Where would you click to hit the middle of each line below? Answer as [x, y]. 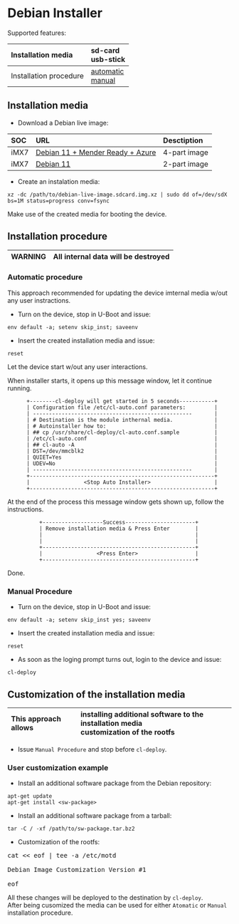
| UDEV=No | [122, 463]
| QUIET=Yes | [122, 457]
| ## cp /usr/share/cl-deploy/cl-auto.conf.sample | [122, 432]
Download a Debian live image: [63, 123]
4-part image [186, 152]
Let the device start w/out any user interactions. [78, 367]
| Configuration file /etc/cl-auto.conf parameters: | [122, 408]
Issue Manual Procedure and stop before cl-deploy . [92, 749]
